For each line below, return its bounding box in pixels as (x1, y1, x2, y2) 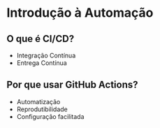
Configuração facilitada (16, 112, 85, 120)
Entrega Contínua (16, 59, 67, 67)
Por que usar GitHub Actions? (6, 79, 138, 91)
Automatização (16, 97, 61, 106)
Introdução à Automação (6, 5, 154, 21)
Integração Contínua (16, 51, 76, 59)
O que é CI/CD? (6, 33, 75, 45)
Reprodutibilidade (16, 105, 68, 113)
